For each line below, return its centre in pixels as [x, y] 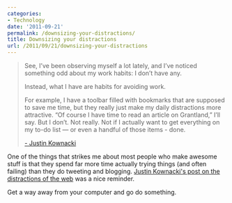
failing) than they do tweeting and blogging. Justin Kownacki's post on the [114, 171]
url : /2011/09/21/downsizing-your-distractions [78, 46]
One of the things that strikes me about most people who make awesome [112, 156]
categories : [24, 14]
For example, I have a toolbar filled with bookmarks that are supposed [124, 100]
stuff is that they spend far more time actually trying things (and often [107, 164]
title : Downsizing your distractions [62, 40]
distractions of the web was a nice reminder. [71, 179]
